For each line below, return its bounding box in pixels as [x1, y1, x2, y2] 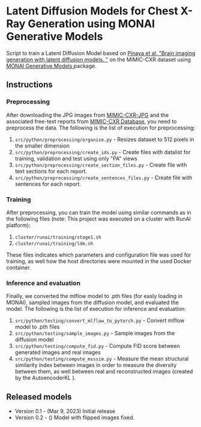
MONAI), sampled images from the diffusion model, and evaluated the [6, 299, 179, 306]
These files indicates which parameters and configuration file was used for [6, 251, 191, 258]
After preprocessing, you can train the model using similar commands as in [6, 209, 192, 216]
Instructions [6, 80, 53, 90]
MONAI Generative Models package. [6, 62, 97, 70]
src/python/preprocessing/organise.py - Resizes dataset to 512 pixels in [14, 136, 194, 143]
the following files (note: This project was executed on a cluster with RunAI [6, 215, 191, 222]
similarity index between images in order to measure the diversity [14, 362, 177, 369]
